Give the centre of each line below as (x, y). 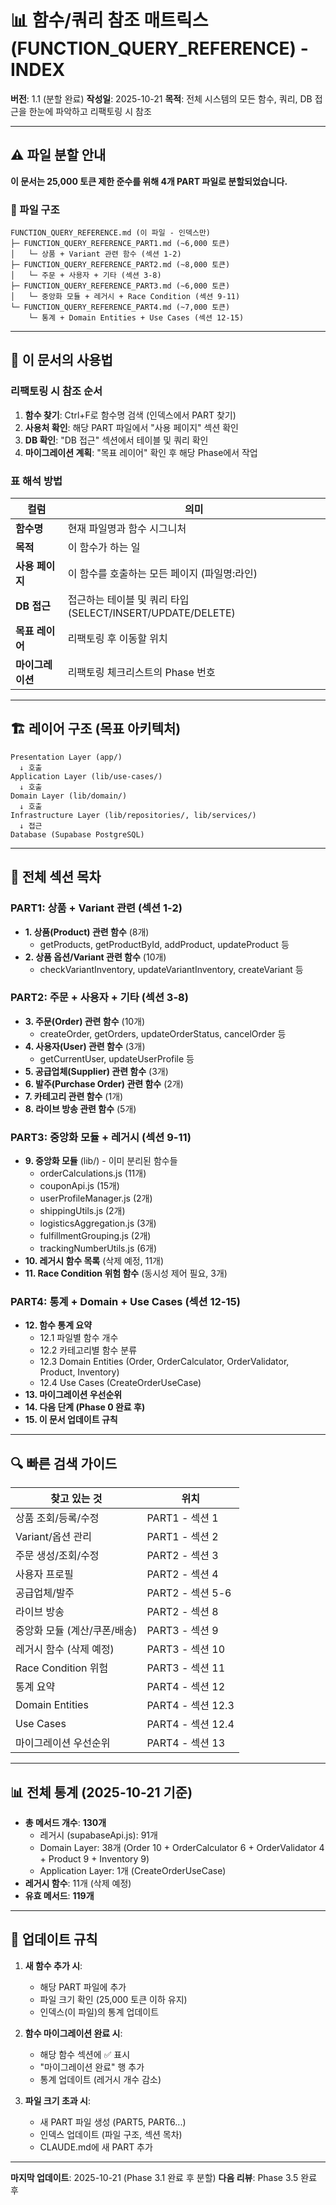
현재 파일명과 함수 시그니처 (127, 529)
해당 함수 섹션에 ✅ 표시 (85, 2054)
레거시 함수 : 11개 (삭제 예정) (78, 1883)
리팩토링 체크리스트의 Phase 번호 (141, 673)
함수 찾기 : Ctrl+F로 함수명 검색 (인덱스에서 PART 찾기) (130, 415)
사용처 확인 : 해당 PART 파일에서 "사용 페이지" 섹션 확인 (131, 427)
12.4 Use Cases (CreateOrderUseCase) (120, 1383)
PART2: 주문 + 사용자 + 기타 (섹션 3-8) (99, 998)
